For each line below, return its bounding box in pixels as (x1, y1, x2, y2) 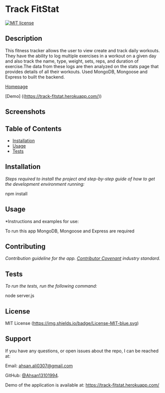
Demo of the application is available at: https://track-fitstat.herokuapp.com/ (5, 382, 160, 388)
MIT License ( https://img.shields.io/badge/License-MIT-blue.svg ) (5, 320, 139, 326)
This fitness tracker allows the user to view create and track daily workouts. (5, 47, 160, 53)
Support (5, 334, 31, 343)
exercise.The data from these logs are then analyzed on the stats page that (5, 63, 159, 69)
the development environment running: (5, 181, 85, 187)
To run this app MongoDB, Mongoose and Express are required (5, 228, 135, 234)
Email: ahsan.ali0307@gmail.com (5, 363, 73, 369)
